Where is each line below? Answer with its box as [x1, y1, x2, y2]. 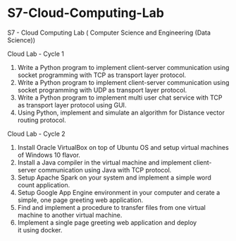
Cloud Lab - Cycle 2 [7, 129, 66, 138]
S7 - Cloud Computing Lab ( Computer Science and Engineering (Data [7, 28, 211, 37]
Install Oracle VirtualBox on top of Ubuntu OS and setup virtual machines [17, 143, 229, 151]
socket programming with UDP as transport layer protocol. [17, 86, 187, 94]
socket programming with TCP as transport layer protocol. [17, 71, 187, 79]
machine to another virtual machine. [17, 211, 123, 219]
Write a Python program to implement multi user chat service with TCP [17, 93, 223, 102]
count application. [17, 180, 70, 189]
